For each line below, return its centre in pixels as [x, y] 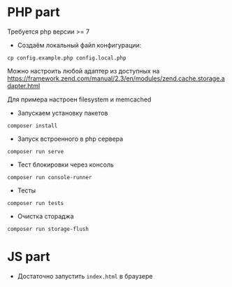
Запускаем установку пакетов [63, 113]
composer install [32, 126]
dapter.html [24, 85]
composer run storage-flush [48, 229]
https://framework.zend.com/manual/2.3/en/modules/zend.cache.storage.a [116, 78]
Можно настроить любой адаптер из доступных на [84, 71]
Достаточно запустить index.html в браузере [85, 276]
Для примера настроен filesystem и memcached [79, 99]
